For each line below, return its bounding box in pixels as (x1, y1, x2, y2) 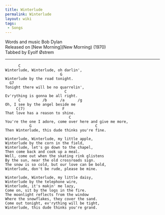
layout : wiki (5, 16, 32, 21)
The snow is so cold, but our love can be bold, (5, 162, 107, 167)
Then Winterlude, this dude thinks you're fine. (5, 128, 107, 133)
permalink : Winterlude (5, 12, 52, 17)
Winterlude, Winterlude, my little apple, (5, 136, 93, 141)
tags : (5, 21, 16, 26)
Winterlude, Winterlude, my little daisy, (5, 175, 93, 180)
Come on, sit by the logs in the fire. (5, 188, 87, 193)
